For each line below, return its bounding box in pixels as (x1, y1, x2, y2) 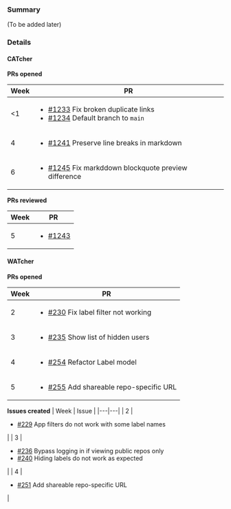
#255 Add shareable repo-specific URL (47, 382, 177, 391)
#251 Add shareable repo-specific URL (16, 480, 127, 489)
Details (7, 38, 32, 47)
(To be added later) (7, 21, 62, 29)
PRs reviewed (7, 196, 47, 204)
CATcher (7, 54, 33, 63)
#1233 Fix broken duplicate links (47, 105, 155, 114)
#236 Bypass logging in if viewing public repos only (16, 446, 164, 455)
